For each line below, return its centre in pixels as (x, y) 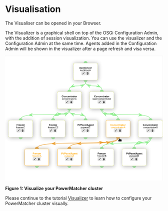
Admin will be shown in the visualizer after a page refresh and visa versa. (80, 48)
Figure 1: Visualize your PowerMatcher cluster (54, 188)
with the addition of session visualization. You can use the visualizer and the (84, 38)
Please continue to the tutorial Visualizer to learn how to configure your (78, 198)
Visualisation (33, 9)
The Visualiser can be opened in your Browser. (53, 23)
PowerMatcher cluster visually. (37, 203)
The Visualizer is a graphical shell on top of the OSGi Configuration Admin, (82, 32)
